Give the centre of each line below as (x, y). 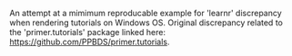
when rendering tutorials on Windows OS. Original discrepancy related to (146, 23)
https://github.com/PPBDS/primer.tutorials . (90, 42)
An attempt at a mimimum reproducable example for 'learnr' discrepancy (146, 13)
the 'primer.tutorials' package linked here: (88, 32)
